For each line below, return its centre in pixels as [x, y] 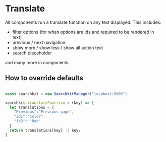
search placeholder [32, 53]
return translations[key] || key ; [45, 130]
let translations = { [32, 107]
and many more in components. [38, 62]
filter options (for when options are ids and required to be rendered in [83, 32]
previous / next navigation [39, 42]
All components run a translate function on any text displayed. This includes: [83, 22]
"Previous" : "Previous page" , [44, 112]
